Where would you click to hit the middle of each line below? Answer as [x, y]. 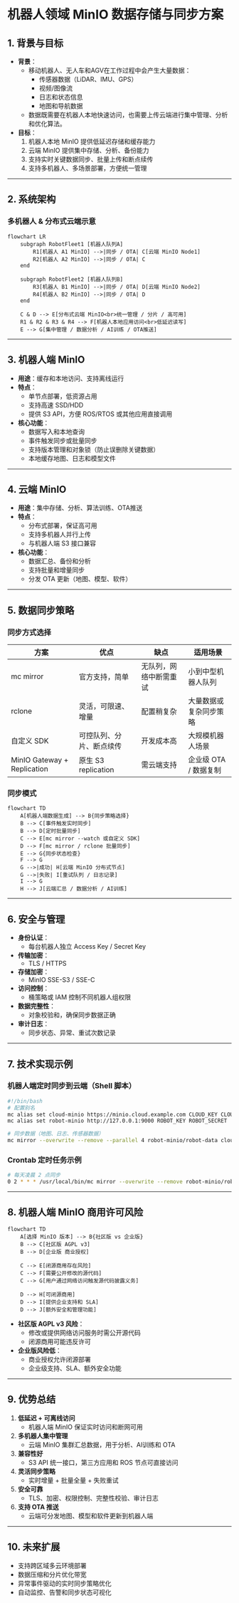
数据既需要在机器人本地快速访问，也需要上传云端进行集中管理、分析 [128, 115]
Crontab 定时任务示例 [44, 1160]
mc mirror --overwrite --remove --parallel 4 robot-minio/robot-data [113, 1141]
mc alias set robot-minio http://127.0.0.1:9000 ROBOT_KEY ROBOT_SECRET [117, 1121]
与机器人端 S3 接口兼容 [62, 543]
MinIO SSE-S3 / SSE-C [62, 980]
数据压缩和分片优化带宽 [52, 1574]
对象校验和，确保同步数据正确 [72, 1015]
